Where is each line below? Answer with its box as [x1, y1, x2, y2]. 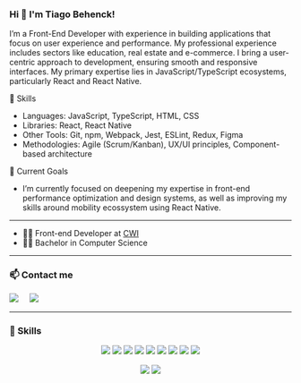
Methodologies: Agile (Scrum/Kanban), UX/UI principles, [21, 139, 231, 150]
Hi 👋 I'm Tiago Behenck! [9, 8, 116, 21]
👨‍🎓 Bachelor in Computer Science [21, 237, 148, 249]
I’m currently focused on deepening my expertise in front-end [21, 183, 251, 194]
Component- [232, 139, 280, 150]
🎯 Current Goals [9, 166, 69, 177]
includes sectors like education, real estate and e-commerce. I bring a [9, 47, 268, 58]
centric [9, 57, 36, 68]
